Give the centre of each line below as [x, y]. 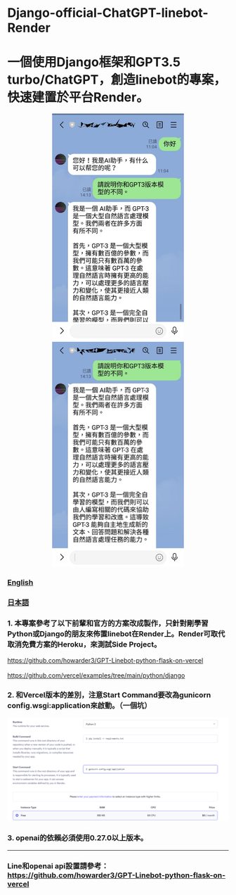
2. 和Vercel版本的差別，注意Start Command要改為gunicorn [109, 694]
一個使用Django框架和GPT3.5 [94, 62]
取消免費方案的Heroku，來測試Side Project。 [84, 645]
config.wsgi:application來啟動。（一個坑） [79, 705]
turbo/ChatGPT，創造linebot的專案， [117, 80]
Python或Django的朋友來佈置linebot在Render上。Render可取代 [116, 634]
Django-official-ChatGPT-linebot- [108, 13]
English [20, 583]
